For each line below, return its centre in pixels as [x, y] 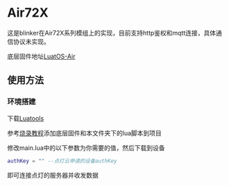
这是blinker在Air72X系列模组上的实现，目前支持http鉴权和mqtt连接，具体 [112, 33]
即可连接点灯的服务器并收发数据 [53, 175]
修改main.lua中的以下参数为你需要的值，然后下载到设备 [86, 148]
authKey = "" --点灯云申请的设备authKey [62, 161]
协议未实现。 [31, 41]
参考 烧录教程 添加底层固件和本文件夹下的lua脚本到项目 [84, 133]
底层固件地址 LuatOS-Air [41, 56]
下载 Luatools [26, 118]
